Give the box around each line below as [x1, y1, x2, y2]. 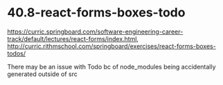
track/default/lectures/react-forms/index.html [7, 34, 137, 42]
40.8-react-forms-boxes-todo [7, 5, 186, 21]
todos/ [7, 49, 26, 58]
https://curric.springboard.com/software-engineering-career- [7, 27, 184, 36]
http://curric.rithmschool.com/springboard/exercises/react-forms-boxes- [7, 42, 216, 50]
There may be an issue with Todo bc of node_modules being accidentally [7, 62, 216, 71]
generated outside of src [7, 70, 78, 78]
